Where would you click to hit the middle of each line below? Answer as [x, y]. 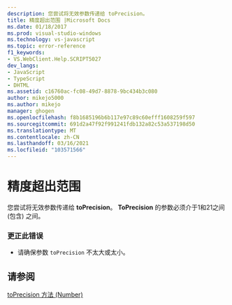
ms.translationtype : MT [42, 131]
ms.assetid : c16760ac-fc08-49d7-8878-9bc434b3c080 [82, 91]
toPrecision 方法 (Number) [45, 295]
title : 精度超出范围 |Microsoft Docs [59, 20]
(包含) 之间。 [26, 216]
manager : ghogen [31, 111]
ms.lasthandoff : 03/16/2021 [48, 144]
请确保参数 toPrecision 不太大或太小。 [73, 253]
